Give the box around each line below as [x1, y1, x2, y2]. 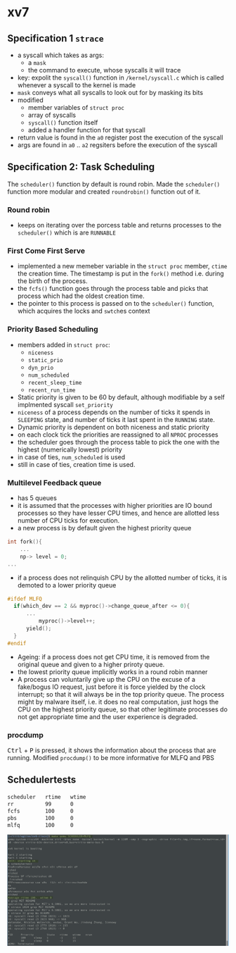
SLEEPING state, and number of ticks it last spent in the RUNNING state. [17, 415, 216, 423]
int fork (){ [7, 538, 42, 545]
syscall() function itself [27, 118, 98, 127]
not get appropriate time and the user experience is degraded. [17, 712, 198, 721]
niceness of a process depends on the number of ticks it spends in [17, 408, 211, 416]
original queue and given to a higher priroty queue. [17, 660, 165, 668]
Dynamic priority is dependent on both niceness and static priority [17, 423, 209, 431]
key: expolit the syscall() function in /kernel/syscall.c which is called [17, 73, 225, 82]
